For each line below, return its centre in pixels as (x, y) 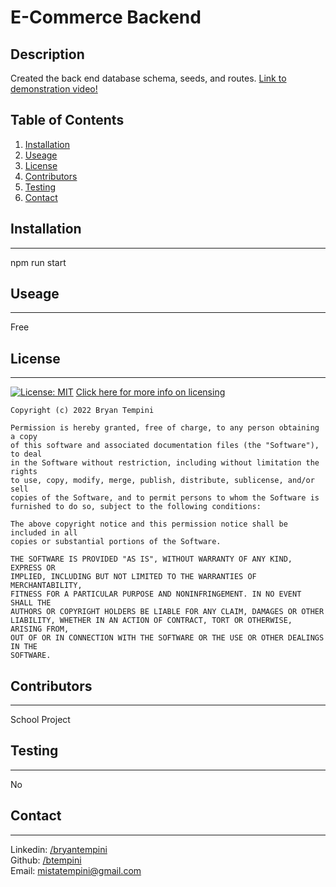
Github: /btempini (46, 860)
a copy (24, 437)
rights (24, 472)
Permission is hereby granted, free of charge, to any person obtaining (165, 428)
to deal (26, 454)
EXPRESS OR (33, 568)
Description (47, 54)
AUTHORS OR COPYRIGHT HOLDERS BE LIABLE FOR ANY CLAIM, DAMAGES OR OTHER (167, 612)
